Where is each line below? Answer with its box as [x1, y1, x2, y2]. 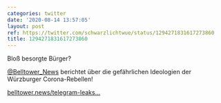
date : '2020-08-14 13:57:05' [7, 16, 91, 23]
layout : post [7, 23, 45, 30]
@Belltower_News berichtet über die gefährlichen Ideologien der [7, 68, 192, 76]
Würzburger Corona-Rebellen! [7, 75, 93, 83]
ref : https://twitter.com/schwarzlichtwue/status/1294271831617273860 [7, 29, 215, 36]
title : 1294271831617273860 [7, 36, 88, 43]
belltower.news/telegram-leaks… [7, 89, 101, 97]
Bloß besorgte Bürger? [7, 54, 71, 62]
